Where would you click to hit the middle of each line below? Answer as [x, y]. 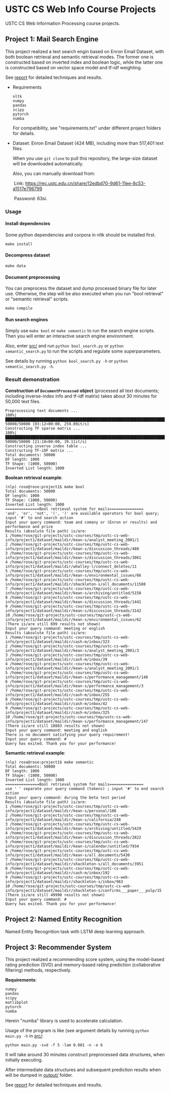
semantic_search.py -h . [30, 366]
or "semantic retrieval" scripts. [37, 299]
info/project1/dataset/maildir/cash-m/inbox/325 [57, 712]
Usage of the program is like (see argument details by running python [77, 1031]
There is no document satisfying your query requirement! [68, 734]
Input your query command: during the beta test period [65, 798]
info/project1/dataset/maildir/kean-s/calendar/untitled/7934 [72, 846]
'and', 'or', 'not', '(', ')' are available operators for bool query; [82, 513]
